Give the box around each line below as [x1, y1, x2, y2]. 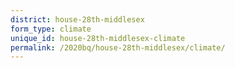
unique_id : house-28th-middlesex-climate [10, 33, 186, 43]
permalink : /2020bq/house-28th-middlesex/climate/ [10, 42, 226, 53]
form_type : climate [10, 24, 92, 34]
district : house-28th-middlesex [10, 14, 145, 25]
